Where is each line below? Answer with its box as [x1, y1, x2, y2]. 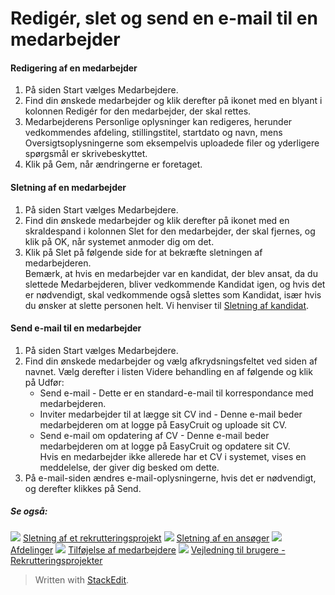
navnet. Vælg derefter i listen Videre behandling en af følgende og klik [24, 365, 313, 377]
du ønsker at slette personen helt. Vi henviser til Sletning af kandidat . [24, 299, 310, 311]
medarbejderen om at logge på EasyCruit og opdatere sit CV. [39, 440, 291, 452]
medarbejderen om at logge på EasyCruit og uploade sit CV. [39, 418, 288, 431]
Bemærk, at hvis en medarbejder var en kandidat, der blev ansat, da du [24, 267, 318, 279]
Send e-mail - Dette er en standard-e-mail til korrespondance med [39, 387, 314, 399]
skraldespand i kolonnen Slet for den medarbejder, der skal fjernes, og [24, 225, 316, 237]
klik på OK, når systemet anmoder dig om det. [24, 235, 215, 247]
